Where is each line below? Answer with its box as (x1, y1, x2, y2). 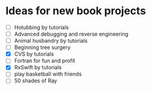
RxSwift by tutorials (14, 64, 62, 71)
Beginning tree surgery (14, 44, 71, 51)
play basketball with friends (14, 70, 82, 78)
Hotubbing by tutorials (14, 24, 69, 31)
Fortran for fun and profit (14, 57, 75, 65)
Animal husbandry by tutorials (14, 37, 88, 44)
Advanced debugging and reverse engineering (14, 31, 129, 37)
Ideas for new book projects (5, 4, 146, 18)
